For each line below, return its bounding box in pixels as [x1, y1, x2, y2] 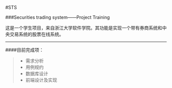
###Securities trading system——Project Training [5, 14, 110, 20]
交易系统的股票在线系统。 [9, 31, 64, 37]
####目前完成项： [5, 47, 44, 53]
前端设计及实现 [25, 77, 57, 83]
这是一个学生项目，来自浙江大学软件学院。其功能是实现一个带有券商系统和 [5, 25, 162, 31]
